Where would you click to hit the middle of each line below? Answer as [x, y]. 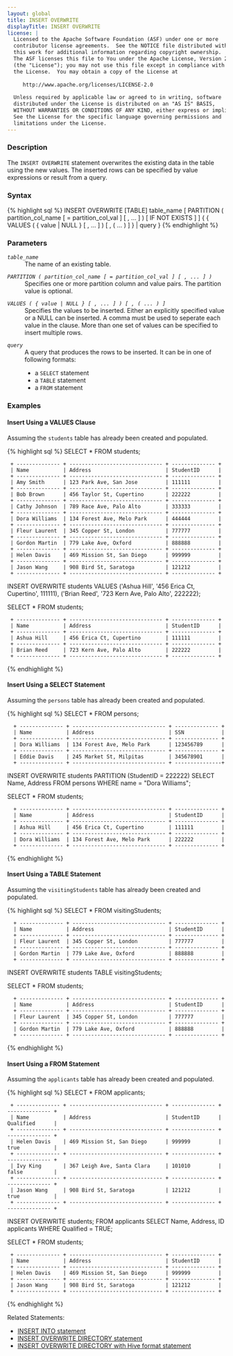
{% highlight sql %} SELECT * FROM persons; [73, 713]
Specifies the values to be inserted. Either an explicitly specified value [124, 311]
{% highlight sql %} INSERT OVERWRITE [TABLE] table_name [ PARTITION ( [115, 211]
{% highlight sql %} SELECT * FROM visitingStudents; [84, 910]
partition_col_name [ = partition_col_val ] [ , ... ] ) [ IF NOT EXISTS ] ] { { [108, 218]
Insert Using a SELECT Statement [56, 685]
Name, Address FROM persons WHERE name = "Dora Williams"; [99, 783]
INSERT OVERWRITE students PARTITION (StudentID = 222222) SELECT [111, 775]
